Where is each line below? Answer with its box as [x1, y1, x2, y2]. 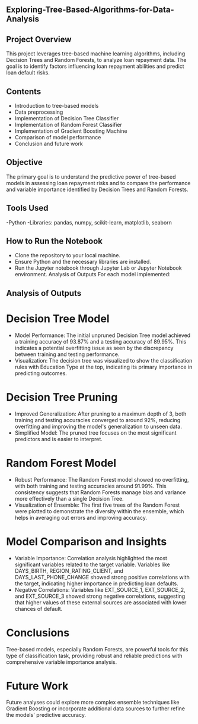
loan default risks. [6, 69, 50, 76]
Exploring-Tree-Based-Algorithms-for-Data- [6, 5, 175, 15]
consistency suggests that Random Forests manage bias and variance [14, 488, 186, 496]
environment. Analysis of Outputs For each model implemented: [14, 271, 171, 278]
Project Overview [6, 34, 72, 44]
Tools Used [6, 203, 49, 213]
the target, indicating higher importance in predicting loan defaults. [14, 580, 179, 587]
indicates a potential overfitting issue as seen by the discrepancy [14, 344, 174, 351]
